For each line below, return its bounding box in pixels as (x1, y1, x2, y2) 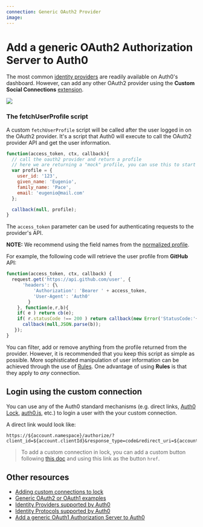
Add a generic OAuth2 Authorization (6, 40, 193, 54)
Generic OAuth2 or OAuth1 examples (14, 494, 106, 502)
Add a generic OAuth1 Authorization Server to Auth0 (14, 514, 145, 521)
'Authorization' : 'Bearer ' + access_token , (33, 287, 147, 293)
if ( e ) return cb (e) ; (17, 310, 74, 316)
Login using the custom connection (6, 387, 143, 397)
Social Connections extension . (6, 86, 84, 94)
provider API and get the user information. (6, 139, 111, 146)
